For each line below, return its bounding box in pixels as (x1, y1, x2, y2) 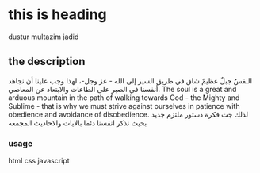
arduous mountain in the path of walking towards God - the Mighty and (8, 93, 240, 102)
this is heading (8, 6, 107, 24)
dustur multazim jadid (8, 32, 79, 41)
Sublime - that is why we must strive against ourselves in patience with (8, 101, 240, 110)
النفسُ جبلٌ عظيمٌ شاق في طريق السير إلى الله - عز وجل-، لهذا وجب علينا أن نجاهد (8, 75, 252, 85)
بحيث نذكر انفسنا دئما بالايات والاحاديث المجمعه (8, 117, 147, 128)
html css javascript (8, 156, 70, 166)
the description (8, 55, 86, 68)
